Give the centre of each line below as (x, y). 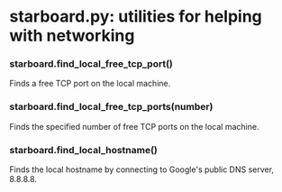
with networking (72, 36)
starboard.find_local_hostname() (83, 150)
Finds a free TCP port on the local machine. (90, 84)
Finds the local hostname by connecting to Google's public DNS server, (142, 169)
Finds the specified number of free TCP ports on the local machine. (134, 126)
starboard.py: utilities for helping (136, 17)
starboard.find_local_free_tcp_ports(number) (111, 107)
